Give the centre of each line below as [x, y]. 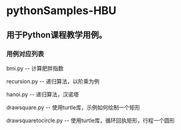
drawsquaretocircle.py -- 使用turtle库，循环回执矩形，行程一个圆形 [91, 120]
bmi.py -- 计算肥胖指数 [35, 68]
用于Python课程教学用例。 [57, 35]
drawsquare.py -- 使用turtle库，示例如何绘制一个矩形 [73, 107]
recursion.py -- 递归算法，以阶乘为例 [53, 81]
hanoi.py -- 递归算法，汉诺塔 [43, 94]
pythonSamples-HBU [61, 11]
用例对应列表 [25, 54]
